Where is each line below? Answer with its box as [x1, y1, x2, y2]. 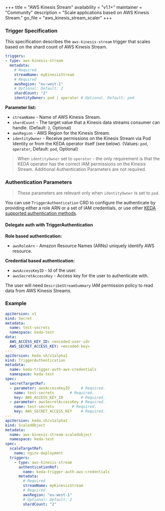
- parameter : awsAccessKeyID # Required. [9, 386, 106, 391]
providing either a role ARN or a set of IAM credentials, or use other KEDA [5, 205, 156, 211]
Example [5, 300, 27, 307]
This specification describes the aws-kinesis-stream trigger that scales [5, 38, 151, 44]
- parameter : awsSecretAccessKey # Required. [9, 400, 106, 405]
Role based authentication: [5, 233, 62, 239]
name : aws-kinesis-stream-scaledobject [9, 432, 92, 437]
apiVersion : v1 [5, 311, 37, 316]
